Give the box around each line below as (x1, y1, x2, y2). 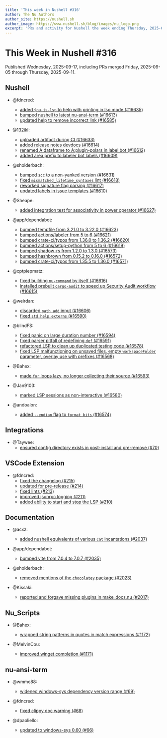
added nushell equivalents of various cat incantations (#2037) (19, 536, 148, 542)
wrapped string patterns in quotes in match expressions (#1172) (19, 632, 150, 638)
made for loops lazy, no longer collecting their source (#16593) (19, 372, 150, 378)
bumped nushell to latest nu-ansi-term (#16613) (19, 112, 118, 118)
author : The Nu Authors (5, 12, 55, 17)
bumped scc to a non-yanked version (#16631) (19, 172, 115, 178)
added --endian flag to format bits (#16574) (19, 411, 111, 417)
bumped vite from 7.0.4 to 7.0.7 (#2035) (19, 555, 101, 562)
